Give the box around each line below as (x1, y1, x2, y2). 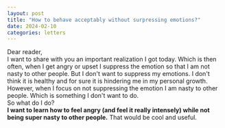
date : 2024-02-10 (7, 23, 57, 29)
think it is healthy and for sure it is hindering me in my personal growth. (7, 77, 208, 86)
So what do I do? (7, 99, 55, 107)
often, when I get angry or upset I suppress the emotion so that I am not (7, 62, 211, 71)
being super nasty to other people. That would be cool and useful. (7, 114, 198, 122)
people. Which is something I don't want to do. (7, 92, 139, 100)
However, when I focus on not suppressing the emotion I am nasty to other (7, 84, 218, 92)
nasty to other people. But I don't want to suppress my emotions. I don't (7, 70, 211, 78)
